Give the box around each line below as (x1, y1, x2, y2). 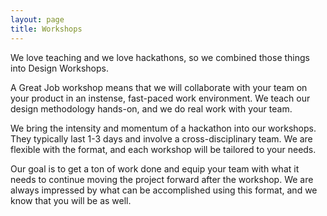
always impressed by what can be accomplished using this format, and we (10, 184, 318, 196)
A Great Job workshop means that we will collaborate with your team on (10, 81, 308, 93)
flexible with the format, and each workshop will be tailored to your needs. (10, 143, 317, 155)
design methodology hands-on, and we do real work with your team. (10, 102, 293, 115)
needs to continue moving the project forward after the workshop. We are (10, 173, 314, 185)
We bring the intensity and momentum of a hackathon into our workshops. (10, 122, 317, 134)
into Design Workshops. (10, 62, 109, 74)
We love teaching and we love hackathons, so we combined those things (10, 51, 311, 63)
